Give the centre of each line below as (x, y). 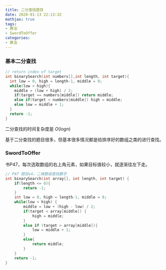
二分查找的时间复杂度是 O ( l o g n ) (38, 129)
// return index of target (33, 72)
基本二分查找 (21, 61)
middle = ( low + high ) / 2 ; (44, 91)
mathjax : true (20, 19)
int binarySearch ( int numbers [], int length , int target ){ (67, 76)
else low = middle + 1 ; (39, 105)
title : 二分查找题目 (24, 10)
